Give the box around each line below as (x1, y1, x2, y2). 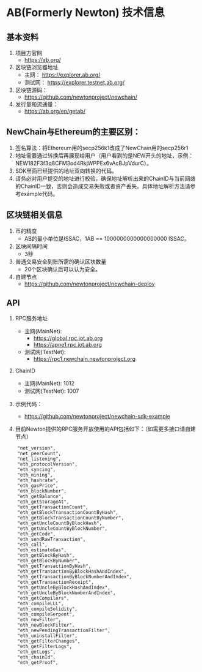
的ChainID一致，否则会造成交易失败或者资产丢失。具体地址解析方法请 (15, 182, 190, 190)
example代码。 (20, 190, 59, 197)
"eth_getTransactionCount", (17, 504, 88, 510)
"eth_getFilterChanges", (17, 638, 81, 644)
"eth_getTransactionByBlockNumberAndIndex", (17, 574, 132, 580)
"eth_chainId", (17, 654, 56, 660)
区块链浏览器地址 (15, 64, 59, 70)
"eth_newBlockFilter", (17, 622, 75, 629)
